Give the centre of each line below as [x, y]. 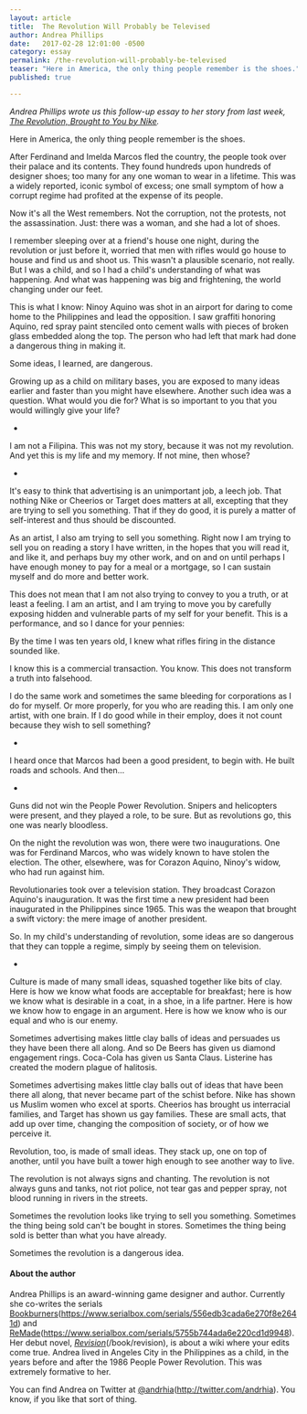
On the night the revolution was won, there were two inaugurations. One [145, 843]
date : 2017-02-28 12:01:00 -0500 [77, 43]
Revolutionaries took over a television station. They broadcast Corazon [143, 889]
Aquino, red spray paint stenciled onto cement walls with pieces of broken [149, 326]
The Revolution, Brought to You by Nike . [85, 121]
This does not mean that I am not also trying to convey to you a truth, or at [149, 594]
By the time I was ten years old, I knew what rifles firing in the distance [143, 641]
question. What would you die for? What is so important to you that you [143, 400]
